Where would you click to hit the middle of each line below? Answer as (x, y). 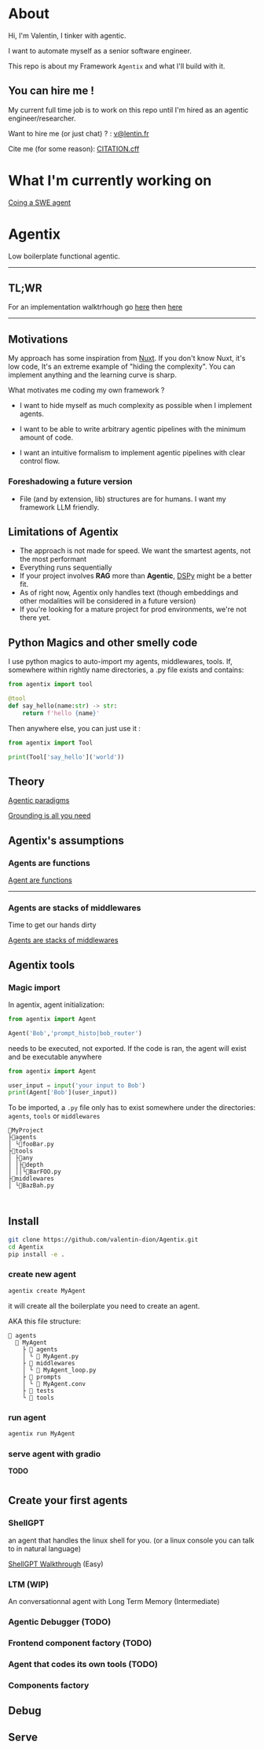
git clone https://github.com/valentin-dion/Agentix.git (103, 1239)
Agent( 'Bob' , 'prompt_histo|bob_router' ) (75, 1033)
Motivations (38, 339)
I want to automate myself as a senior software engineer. (100, 50)
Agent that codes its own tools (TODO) (83, 1664)
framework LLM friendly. (59, 507)
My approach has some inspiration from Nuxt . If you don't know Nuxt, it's (127, 358)
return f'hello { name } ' (61, 713)
